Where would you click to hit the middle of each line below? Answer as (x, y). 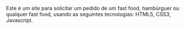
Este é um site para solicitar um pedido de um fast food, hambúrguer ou (93, 8)
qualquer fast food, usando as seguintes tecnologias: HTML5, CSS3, (88, 14)
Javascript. (20, 20)
